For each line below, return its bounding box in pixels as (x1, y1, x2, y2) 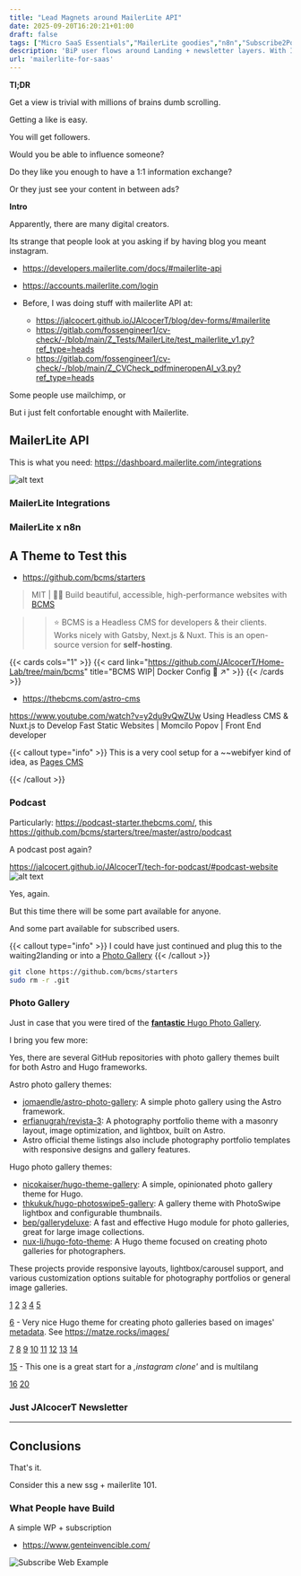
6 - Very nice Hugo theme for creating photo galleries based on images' (9, 1317, 275, 1327)
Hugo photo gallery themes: (9, 1161, 113, 1172)
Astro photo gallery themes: (9, 1079, 112, 1090)
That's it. (9, 1462, 42, 1473)
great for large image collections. (21, 1226, 145, 1237)
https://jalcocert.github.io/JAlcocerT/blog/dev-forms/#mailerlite (35, 315, 271, 326)
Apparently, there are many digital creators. (9, 219, 170, 229)
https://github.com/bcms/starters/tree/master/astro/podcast (9, 827, 232, 837)
